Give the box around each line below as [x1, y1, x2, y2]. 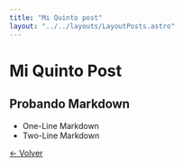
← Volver [9, 147, 43, 158]
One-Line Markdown [22, 120, 99, 131]
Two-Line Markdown [22, 130, 100, 141]
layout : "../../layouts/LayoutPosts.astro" [9, 22, 176, 31]
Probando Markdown [9, 97, 131, 112]
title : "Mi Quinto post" [9, 13, 103, 23]
